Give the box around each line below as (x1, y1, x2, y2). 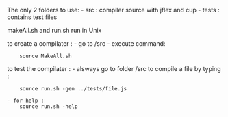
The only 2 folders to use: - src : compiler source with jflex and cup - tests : (7, 6, 220, 14)
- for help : (7, 97, 45, 104)
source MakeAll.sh (19, 53, 72, 60)
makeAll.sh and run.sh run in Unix (7, 27, 102, 34)
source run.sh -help (19, 103, 78, 110)
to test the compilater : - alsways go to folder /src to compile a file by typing (7, 65, 221, 73)
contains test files (7, 13, 58, 21)
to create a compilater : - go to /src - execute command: (7, 40, 166, 47)
